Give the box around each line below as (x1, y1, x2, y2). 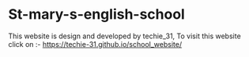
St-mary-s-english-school (8, 5, 186, 23)
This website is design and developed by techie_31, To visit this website (8, 31, 241, 41)
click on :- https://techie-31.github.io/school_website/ (8, 39, 183, 48)
